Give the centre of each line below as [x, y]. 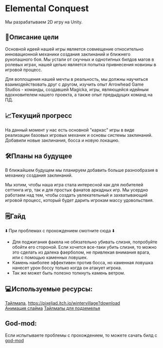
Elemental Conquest [47, 9]
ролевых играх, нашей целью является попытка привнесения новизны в [81, 64]
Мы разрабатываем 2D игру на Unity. [44, 22]
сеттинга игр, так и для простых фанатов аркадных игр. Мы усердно [77, 190]
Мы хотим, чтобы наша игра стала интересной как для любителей [74, 185]
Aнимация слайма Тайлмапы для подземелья [53, 308]
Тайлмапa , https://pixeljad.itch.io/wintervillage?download [63, 303]
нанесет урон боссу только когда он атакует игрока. [67, 268]
